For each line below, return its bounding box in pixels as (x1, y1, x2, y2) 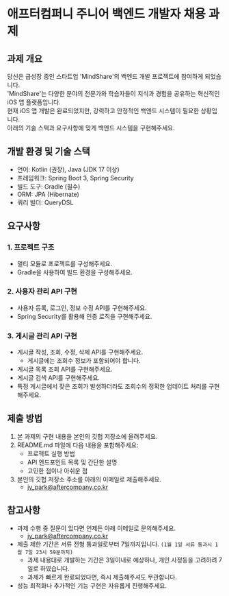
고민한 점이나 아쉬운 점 (27, 466, 88, 475)
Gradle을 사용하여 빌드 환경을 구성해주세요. (16, 268, 133, 276)
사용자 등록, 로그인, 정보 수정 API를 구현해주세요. (16, 303, 147, 312)
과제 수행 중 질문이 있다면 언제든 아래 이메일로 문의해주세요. (16, 524, 176, 532)
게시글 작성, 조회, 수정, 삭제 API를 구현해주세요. (16, 348, 144, 357)
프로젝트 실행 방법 (27, 449, 75, 457)
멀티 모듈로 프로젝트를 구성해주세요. (16, 259, 113, 267)
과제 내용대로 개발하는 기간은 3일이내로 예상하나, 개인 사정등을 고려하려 (27, 556, 217, 564)
